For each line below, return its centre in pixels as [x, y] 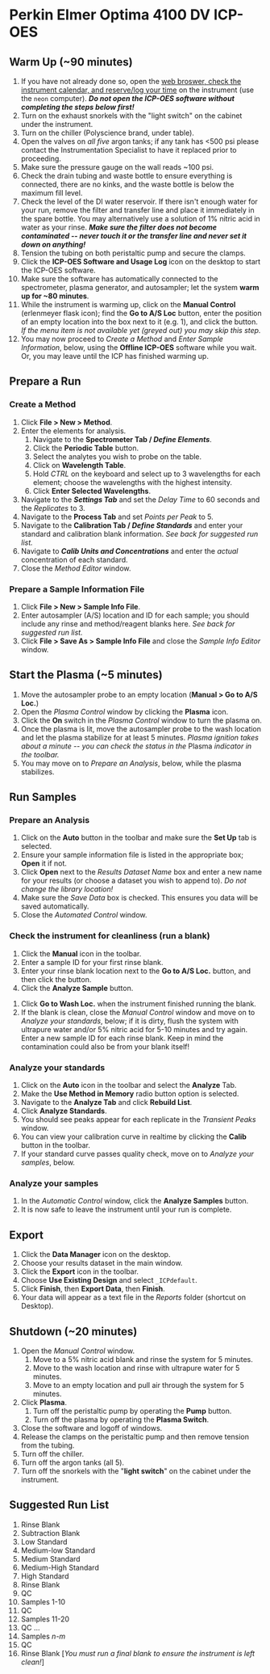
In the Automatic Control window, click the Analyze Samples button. [135, 1201]
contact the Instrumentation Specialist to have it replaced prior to [129, 150]
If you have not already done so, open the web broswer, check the [131, 81]
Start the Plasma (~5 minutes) [86, 675]
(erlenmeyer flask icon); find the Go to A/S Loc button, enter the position [141, 313]
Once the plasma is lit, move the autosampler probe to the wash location [141, 728]
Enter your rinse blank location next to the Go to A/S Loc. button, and [136, 971]
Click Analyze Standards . [64, 1111]
